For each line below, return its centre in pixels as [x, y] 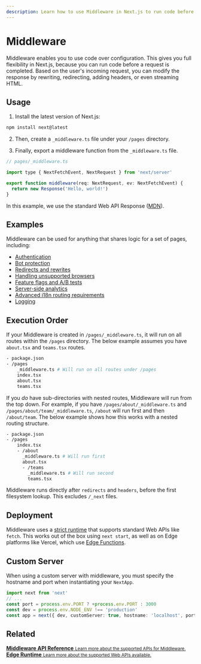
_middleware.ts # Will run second [71, 473]
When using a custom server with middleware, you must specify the [90, 576]
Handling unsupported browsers [55, 276]
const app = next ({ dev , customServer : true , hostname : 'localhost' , [95, 615]
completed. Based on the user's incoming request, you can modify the [93, 71]
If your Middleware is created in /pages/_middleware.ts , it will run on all [94, 335]
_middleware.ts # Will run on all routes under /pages [87, 369]
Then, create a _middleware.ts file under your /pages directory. [92, 139]
